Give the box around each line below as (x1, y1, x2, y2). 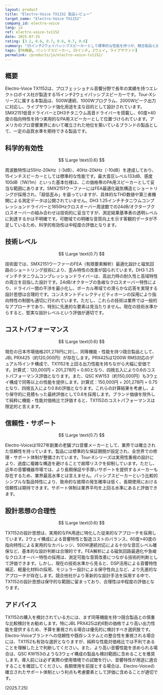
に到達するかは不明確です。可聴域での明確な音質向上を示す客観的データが (5, 216, 154, 222)
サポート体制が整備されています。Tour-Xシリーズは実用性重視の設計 (13, 454, 150, 461)
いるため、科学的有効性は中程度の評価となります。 (17, 222, 119, 228)
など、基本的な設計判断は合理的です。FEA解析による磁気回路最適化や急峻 (9, 548, 157, 554)
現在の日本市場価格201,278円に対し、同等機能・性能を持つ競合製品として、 (5, 348, 157, 354)
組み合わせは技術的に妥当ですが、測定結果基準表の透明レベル (34, 210, 158, 215)
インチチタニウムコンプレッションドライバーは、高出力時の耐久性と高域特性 (5, 273, 158, 279)
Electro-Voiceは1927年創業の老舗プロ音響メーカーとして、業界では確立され (5, 442, 156, 448)
